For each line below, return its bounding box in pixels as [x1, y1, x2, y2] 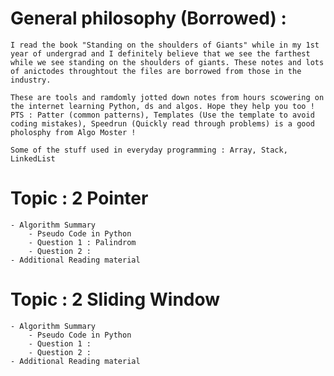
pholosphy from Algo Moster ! [10, 127, 137, 137]
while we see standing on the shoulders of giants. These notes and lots [10, 57, 325, 67]
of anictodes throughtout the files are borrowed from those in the [10, 66, 302, 76]
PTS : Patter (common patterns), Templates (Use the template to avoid [10, 110, 315, 120]
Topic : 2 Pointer [10, 187, 149, 210]
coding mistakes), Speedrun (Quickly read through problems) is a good [10, 118, 315, 129]
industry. [10, 75, 52, 85]
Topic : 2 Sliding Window [10, 288, 221, 311]
